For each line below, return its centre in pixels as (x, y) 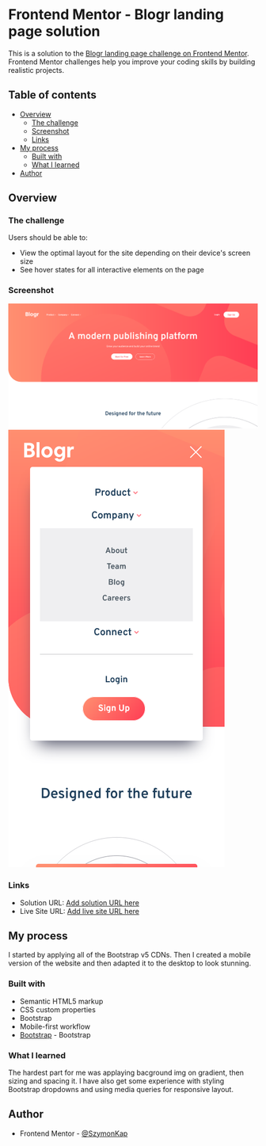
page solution (54, 31)
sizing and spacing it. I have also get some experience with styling (116, 1081)
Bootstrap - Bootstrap (55, 1034)
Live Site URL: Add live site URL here (80, 911)
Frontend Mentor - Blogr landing (116, 15)
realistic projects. (36, 70)
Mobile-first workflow (55, 1026)
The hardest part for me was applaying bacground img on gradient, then (126, 1072)
